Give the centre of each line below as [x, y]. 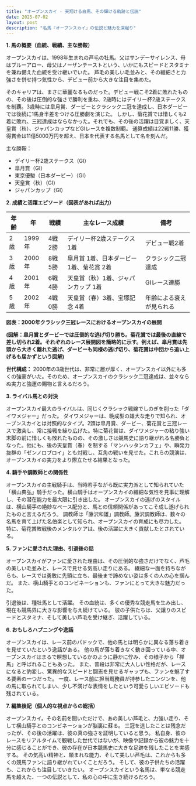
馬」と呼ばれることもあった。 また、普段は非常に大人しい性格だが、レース [96, 664]
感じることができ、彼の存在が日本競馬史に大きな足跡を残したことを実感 [103, 748]
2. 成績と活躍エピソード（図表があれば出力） [60, 203]
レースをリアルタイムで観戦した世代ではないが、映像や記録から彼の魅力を [95, 740]
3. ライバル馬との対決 [32, 397]
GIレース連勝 [163, 283]
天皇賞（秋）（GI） [36, 183]
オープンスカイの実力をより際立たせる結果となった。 [70, 460]
